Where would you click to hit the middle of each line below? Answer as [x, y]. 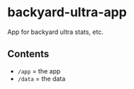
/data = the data [41, 78]
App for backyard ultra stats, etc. [56, 32]
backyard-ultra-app [67, 12]
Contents [28, 54]
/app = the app [39, 71]
